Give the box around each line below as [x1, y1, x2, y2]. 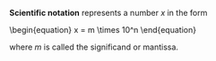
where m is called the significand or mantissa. [9, 42, 179, 52]
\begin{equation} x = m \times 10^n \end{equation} [9, 25, 197, 34]
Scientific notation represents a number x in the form [9, 8, 208, 18]
